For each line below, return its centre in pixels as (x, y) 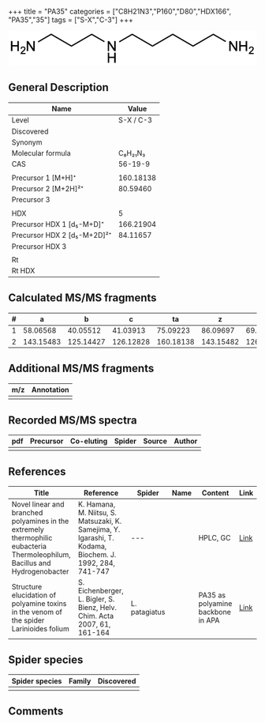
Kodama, (92, 546)
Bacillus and (31, 563)
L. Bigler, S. (96, 599)
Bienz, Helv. (97, 607)
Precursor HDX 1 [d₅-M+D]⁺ (58, 224)
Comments (36, 711)
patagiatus (148, 612)
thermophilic (32, 537)
